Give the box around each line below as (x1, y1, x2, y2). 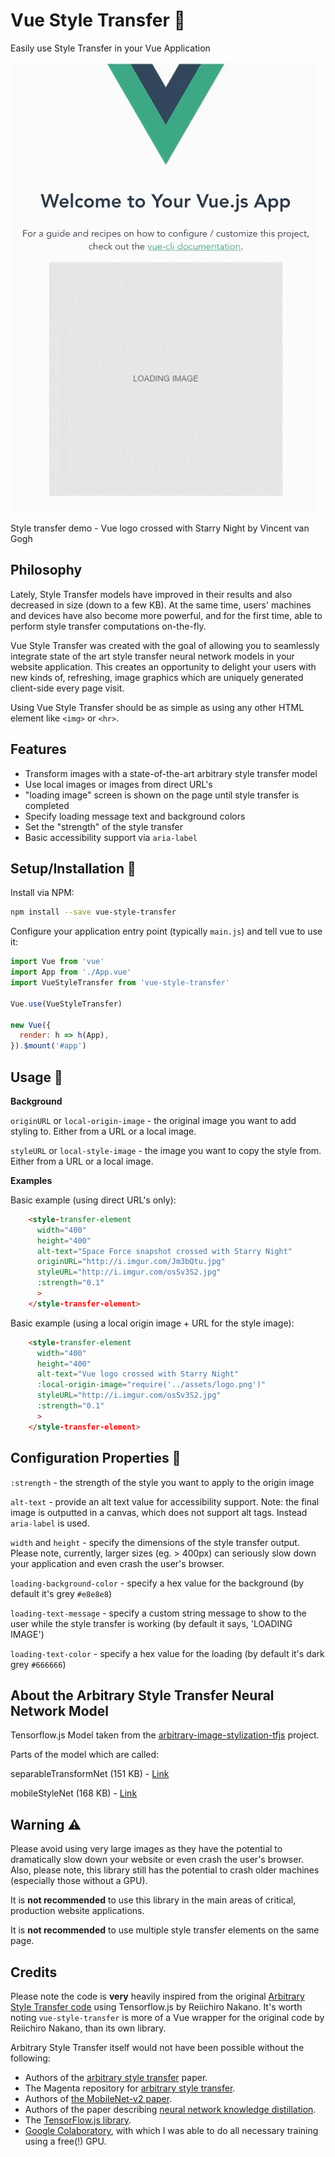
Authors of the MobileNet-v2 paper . (24, 2092, 173, 2104)
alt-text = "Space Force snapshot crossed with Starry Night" (36, 1246, 293, 1256)
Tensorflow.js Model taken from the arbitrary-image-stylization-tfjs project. (10, 1729, 320, 1741)
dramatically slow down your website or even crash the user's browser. (10, 1854, 304, 1866)
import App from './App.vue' (10, 967, 132, 978)
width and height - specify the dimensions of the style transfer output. (10, 1536, 300, 1548)
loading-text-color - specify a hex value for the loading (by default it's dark (10, 1647, 325, 1659)
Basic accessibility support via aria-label (24, 831, 198, 843)
